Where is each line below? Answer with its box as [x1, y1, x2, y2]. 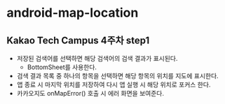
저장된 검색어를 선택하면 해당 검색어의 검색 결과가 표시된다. [16, 54, 178, 62]
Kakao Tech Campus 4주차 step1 [6, 34, 150, 46]
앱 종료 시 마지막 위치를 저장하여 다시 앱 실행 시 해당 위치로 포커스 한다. [16, 80, 211, 89]
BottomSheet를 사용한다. [27, 63, 97, 71]
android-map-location [6, 5, 139, 21]
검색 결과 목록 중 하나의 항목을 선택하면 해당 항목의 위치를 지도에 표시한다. [16, 72, 219, 80]
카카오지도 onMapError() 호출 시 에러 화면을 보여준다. [16, 89, 164, 97]
